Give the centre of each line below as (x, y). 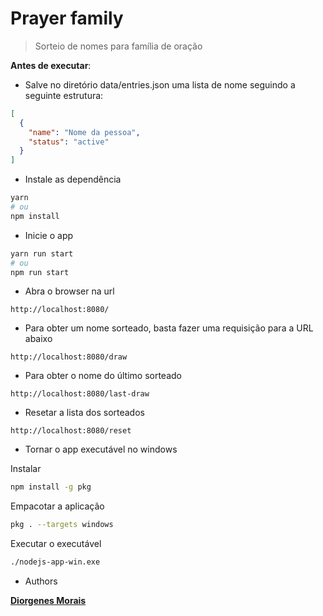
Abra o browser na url (69, 291)
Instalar (26, 469)
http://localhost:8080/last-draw (80, 394)
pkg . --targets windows (62, 525)
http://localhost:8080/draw (69, 357)
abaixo (38, 339)
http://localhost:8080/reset (71, 431)
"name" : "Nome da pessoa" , (84, 132)
